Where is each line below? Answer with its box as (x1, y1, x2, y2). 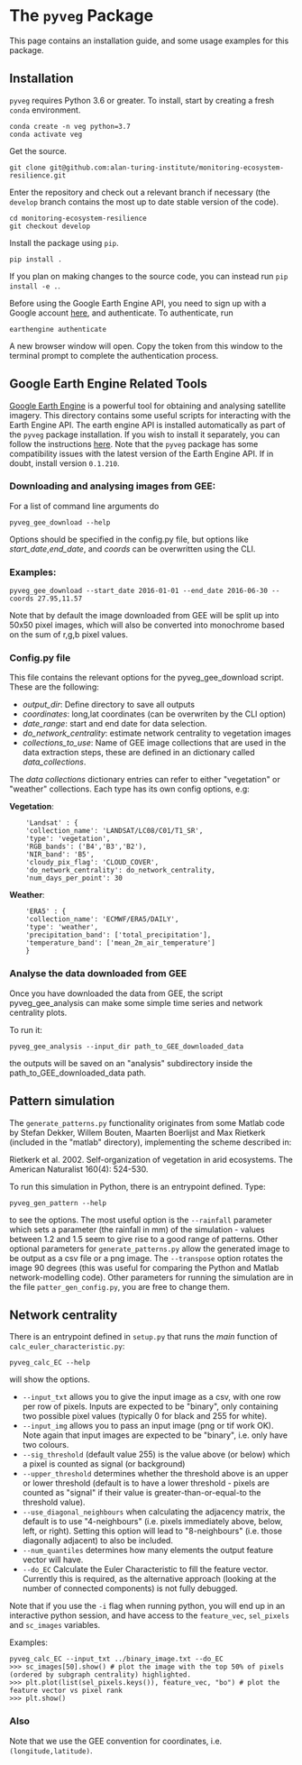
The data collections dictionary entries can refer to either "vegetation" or (9, 774, 281, 785)
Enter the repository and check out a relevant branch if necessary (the (9, 187, 270, 197)
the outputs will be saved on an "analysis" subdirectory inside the (9, 1057, 253, 1068)
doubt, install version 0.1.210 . (9, 457, 120, 469)
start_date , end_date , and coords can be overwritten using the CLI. (9, 543, 256, 554)
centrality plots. (9, 1007, 68, 1018)
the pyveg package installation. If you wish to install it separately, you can (9, 429, 280, 440)
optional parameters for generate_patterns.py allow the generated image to (9, 1243, 290, 1254)
